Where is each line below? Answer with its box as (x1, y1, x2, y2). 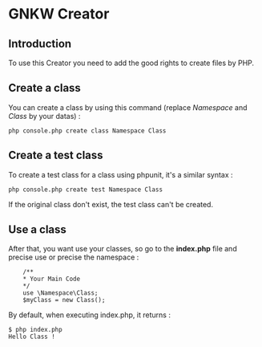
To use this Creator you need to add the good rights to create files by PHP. (8, 58, 255, 67)
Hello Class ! (8, 333, 56, 341)
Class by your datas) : (8, 111, 81, 120)
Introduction (8, 37, 72, 51)
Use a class (8, 222, 67, 237)
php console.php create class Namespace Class (8, 126, 167, 135)
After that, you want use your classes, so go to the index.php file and (8, 244, 238, 254)
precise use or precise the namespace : (8, 252, 139, 262)
